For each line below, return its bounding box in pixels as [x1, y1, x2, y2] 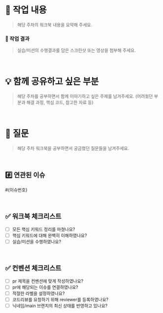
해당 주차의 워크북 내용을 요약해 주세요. [17, 22, 93, 28]
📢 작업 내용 [5, 4, 47, 16]
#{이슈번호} [5, 187, 28, 193]
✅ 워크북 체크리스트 [5, 212, 62, 221]
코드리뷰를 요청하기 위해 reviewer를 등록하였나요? [12, 296, 109, 302]
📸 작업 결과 [5, 35, 30, 42]
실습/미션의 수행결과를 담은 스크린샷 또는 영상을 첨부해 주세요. [17, 47, 136, 53]
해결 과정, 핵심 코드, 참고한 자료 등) [26, 100, 94, 105]
